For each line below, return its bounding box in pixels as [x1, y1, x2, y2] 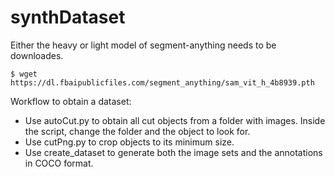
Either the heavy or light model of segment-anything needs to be [10, 39, 277, 51]
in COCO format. [24, 157, 94, 169]
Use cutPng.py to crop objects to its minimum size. [24, 136, 235, 148]
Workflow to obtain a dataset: [10, 95, 132, 107]
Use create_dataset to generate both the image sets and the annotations [24, 146, 323, 158]
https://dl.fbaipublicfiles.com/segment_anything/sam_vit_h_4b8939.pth [10, 77, 315, 88]
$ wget [10, 69, 38, 79]
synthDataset [10, 6, 126, 29]
